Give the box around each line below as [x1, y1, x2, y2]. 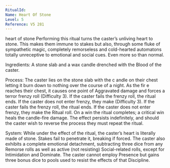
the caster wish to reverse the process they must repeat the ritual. [5, 120, 144, 126]
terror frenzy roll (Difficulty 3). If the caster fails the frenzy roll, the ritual [5, 93, 156, 99]
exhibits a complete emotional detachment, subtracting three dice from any [5, 141, 163, 147]
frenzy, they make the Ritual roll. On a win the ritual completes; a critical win [5, 109, 164, 116]
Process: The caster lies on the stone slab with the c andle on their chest [5, 77, 158, 83]
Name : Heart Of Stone [5, 12, 51, 17]
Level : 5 [5, 17, 24, 22]
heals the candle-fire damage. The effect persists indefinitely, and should [5, 115, 159, 121]
